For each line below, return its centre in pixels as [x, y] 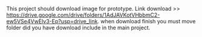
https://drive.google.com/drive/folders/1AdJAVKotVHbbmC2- [83, 15]
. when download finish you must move [146, 21]
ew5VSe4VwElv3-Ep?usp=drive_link [52, 21]
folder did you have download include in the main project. [78, 27]
